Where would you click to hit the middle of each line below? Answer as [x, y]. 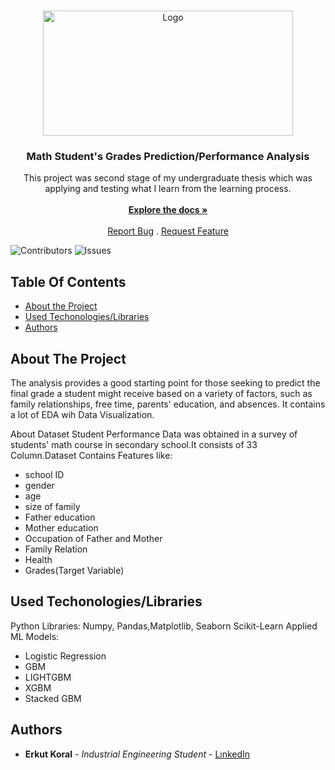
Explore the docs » [168, 210]
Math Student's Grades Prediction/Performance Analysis [168, 156]
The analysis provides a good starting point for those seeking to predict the [165, 382]
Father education [60, 517]
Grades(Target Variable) [74, 570]
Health [38, 559]
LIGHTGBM [48, 677]
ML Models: [35, 636]
